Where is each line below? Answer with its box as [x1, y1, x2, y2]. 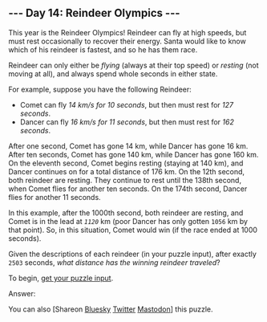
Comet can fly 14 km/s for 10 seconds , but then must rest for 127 [19, 100, 234, 109]
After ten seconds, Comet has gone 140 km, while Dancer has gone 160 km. [8, 149, 259, 159]
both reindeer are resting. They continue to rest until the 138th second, [8, 175, 242, 185]
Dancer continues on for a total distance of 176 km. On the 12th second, [8, 166, 245, 176]
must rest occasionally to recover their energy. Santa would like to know [8, 36, 246, 46]
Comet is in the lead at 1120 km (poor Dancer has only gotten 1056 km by [8, 216, 249, 226]
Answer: [8, 288, 36, 298]
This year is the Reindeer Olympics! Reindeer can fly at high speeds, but [8, 27, 247, 37]
